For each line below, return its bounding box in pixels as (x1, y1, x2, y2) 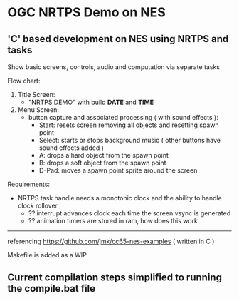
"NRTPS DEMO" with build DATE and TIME (28, 98, 154, 106)
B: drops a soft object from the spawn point (38, 158, 166, 167)
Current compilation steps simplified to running (7, 272, 223, 284)
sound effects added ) (38, 143, 105, 152)
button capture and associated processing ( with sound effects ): (28, 113, 218, 121)
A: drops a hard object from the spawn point (38, 151, 169, 159)
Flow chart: (7, 76, 41, 85)
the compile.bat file (7, 282, 96, 295)
